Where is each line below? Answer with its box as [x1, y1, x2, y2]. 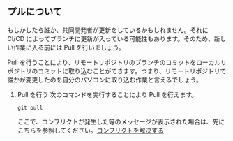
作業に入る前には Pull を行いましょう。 [13, 43, 126, 52]
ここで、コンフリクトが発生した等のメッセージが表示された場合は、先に [17, 117, 225, 126]
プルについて [7, 6, 63, 18]
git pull [17, 104, 43, 111]
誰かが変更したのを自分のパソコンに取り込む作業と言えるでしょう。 [7, 75, 202, 84]
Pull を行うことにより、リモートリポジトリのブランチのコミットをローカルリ [7, 58, 227, 66]
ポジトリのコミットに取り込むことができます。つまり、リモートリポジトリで [7, 66, 227, 75]
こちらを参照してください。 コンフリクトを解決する [17, 126, 164, 134]
